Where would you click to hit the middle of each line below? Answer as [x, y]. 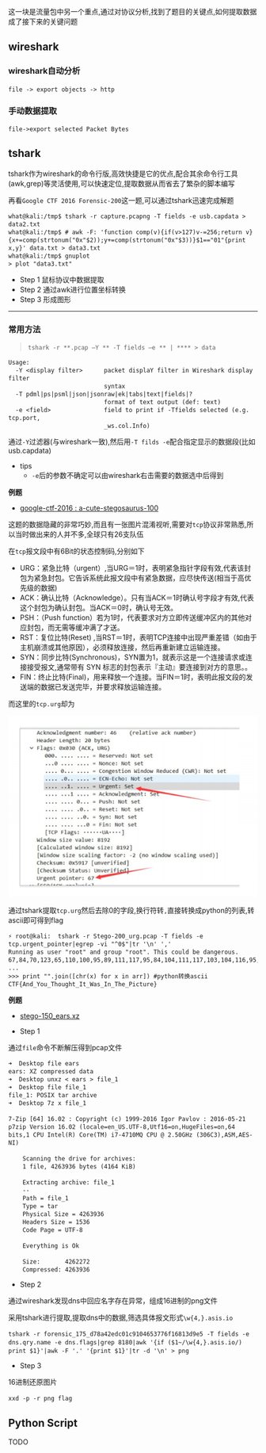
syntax [115, 387]
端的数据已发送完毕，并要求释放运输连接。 [96, 687]
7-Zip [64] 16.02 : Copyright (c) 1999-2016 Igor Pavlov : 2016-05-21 [127, 1119]
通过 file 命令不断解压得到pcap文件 [65, 1048]
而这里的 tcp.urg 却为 [42, 704]
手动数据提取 [33, 111]
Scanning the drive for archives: [79, 1159]
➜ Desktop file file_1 [47, 1088]
